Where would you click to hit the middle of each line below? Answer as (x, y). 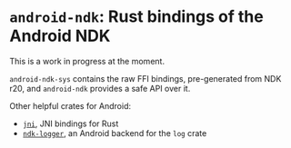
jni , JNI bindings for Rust (70, 123)
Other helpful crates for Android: (70, 105)
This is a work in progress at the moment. (87, 61)
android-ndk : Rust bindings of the (136, 17)
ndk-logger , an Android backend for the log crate (115, 133)
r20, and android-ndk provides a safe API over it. (100, 88)
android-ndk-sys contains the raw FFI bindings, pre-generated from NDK (145, 78)
